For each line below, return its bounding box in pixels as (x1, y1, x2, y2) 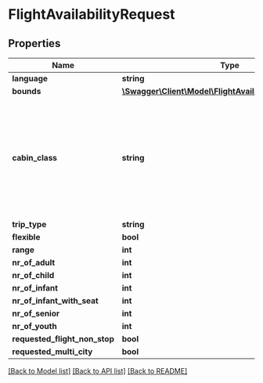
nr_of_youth (12, 321, 57, 331)
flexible (12, 232, 41, 242)
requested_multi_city (12, 346, 93, 357)
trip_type (12, 219, 47, 229)
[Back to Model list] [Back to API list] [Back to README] (8, 367, 188, 375)
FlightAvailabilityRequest (8, 5, 175, 23)
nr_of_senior (12, 308, 60, 319)
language (12, 73, 49, 84)
